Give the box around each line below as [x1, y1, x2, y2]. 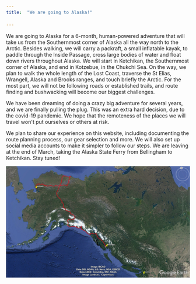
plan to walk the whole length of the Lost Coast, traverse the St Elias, [6, 70, 172, 77]
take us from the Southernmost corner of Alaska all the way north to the [6, 39, 179, 46]
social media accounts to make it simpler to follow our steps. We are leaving [6, 142, 188, 149]
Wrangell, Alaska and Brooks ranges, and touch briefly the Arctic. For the [6, 76, 182, 83]
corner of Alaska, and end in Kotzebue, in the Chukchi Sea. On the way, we [6, 63, 187, 70]
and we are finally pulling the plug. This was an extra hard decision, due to [6, 106, 185, 113]
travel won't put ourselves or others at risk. [6, 118, 110, 125]
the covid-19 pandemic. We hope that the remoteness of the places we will [6, 112, 185, 119]
